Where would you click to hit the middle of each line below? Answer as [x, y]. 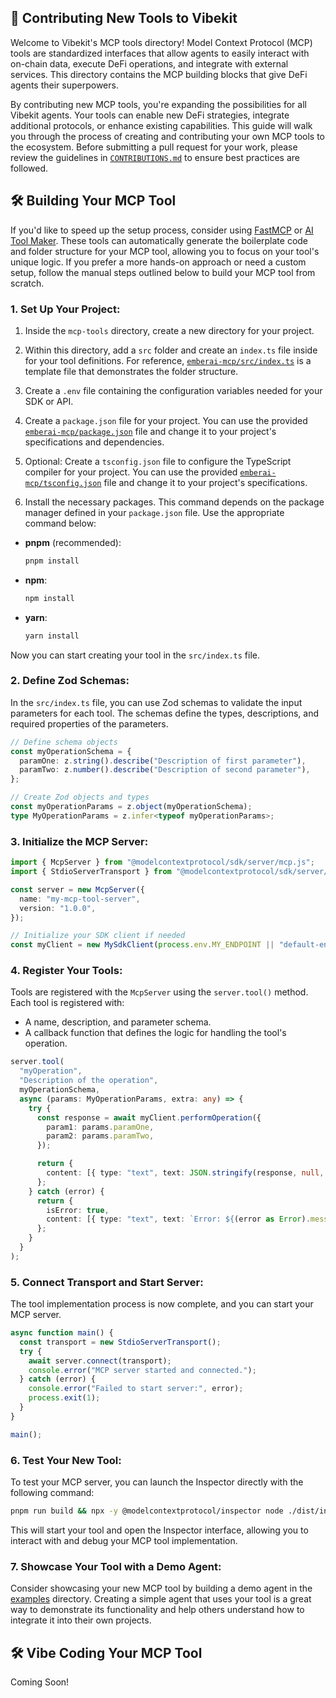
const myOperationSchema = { [71, 751]
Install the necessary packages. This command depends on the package [174, 502]
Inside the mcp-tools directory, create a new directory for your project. [169, 330]
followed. [29, 168]
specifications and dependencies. [94, 442]
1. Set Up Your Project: [65, 309]
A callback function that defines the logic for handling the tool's [155, 1033]
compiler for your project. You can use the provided [131, 472]
